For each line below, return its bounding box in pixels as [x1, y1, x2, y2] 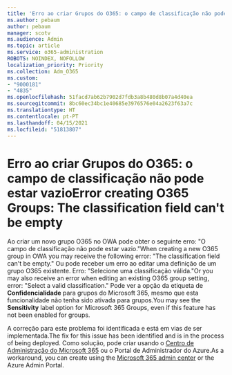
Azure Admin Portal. [7, 361, 64, 369]
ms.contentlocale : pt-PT [7, 113, 79, 120]
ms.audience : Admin [7, 36, 64, 43]
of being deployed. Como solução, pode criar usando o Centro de [7, 339, 195, 347]
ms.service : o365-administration [7, 49, 104, 56]
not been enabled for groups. [7, 311, 90, 319]
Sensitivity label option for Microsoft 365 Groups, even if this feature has [7, 304, 216, 312]
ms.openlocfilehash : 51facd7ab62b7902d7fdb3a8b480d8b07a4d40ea [7, 94, 193, 101]
